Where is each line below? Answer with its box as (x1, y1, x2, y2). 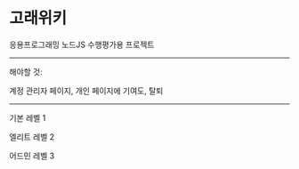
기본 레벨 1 (9, 112, 46, 123)
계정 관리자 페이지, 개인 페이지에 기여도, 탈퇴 (9, 85, 164, 96)
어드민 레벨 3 (9, 150, 55, 161)
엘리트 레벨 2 (9, 131, 55, 142)
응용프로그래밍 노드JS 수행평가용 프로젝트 (9, 39, 155, 50)
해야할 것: (9, 66, 43, 76)
